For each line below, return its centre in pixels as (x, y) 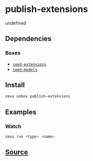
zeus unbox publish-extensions (38, 96)
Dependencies (28, 39)
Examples (21, 112)
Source (17, 152)
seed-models (25, 69)
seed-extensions (29, 64)
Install (15, 85)
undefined (16, 23)
